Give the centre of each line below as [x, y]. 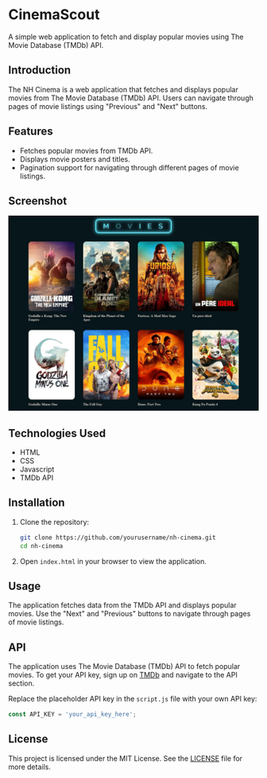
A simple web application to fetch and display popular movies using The [126, 37]
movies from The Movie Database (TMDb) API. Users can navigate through [131, 98]
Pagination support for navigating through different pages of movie [130, 167]
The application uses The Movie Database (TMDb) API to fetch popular [124, 667]
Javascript [37, 469]
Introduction [40, 70]
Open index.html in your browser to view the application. [113, 561]
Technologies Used [57, 433]
